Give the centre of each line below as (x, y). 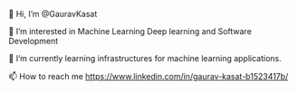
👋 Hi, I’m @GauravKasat (53, 14)
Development (34, 41)
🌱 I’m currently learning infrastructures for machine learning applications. (145, 58)
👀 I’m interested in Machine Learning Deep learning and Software (130, 31)
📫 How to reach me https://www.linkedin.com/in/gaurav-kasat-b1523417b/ (149, 76)
